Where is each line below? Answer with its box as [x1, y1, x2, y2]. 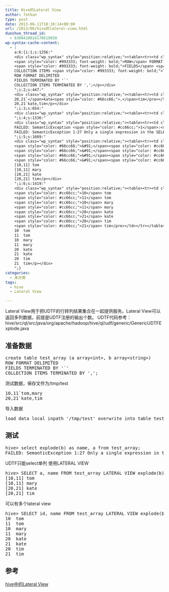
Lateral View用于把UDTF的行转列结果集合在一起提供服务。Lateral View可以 [5, 308, 161, 314]
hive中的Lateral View [5, 581, 49, 587]
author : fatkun [5, 12, 37, 17]
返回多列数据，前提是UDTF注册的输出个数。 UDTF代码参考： [5, 314, 132, 321]
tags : [5, 280, 17, 285]
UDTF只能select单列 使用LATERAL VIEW [5, 460, 89, 466]
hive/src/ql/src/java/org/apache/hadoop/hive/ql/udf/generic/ [5, 320, 131, 326]
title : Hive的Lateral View [5, 7, 61, 13]
